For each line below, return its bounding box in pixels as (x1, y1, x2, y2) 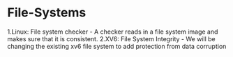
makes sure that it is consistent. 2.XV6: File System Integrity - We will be (7, 34, 216, 43)
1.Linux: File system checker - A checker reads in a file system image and (7, 27, 218, 36)
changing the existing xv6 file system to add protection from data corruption (7, 42, 227, 50)
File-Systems (7, 5, 87, 21)
